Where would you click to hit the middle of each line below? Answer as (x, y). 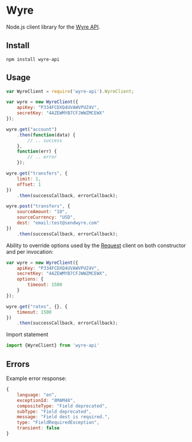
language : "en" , (37, 395)
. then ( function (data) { (46, 135)
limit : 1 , (29, 179)
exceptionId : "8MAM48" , (46, 400)
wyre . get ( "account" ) (32, 129)
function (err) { (37, 152)
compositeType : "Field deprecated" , (62, 406)
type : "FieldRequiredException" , (58, 423)
